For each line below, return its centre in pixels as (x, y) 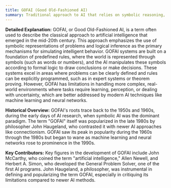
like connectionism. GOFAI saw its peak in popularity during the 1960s (79, 132)
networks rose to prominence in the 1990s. (50, 143)
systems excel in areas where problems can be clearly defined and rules (81, 73)
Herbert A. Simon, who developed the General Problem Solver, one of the (82, 163)
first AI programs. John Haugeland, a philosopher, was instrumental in (79, 169)
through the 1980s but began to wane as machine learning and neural (78, 137)
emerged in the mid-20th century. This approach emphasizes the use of (81, 40)
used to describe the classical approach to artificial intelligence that (77, 35)
